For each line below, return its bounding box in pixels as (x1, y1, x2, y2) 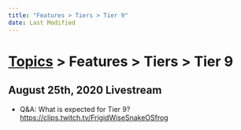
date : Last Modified (8, 19, 76, 27)
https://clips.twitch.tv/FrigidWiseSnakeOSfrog (19, 113, 169, 122)
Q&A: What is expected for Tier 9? (19, 104, 131, 114)
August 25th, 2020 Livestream (8, 84, 162, 97)
